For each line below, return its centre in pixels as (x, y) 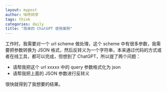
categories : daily (25, 24)
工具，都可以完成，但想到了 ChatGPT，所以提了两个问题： (79, 57)
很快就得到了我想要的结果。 (34, 84)
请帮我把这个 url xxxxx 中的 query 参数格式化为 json (67, 67)
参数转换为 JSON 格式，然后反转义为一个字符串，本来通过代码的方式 (86, 50)
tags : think (18, 19)
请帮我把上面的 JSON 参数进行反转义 (51, 73)
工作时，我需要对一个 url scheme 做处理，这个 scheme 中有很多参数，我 (81, 44)
